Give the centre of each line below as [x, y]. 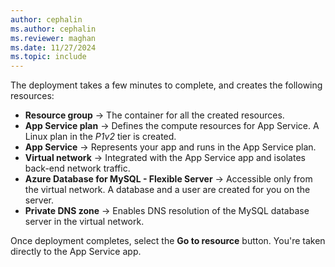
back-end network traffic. [77, 168]
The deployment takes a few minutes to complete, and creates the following [166, 85]
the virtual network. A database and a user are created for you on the [167, 190]
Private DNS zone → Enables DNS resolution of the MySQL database [167, 211]
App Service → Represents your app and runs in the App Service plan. [170, 147]
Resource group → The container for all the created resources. [154, 115]
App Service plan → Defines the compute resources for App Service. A [172, 126]
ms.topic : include [48, 57]
